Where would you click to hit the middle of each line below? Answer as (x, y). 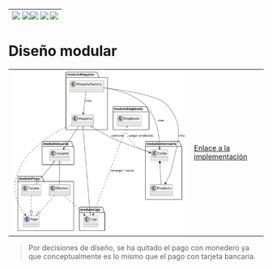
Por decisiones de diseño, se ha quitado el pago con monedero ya (138, 247)
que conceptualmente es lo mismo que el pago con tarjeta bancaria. (142, 256)
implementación (221, 157)
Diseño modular (63, 51)
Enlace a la (212, 148)
